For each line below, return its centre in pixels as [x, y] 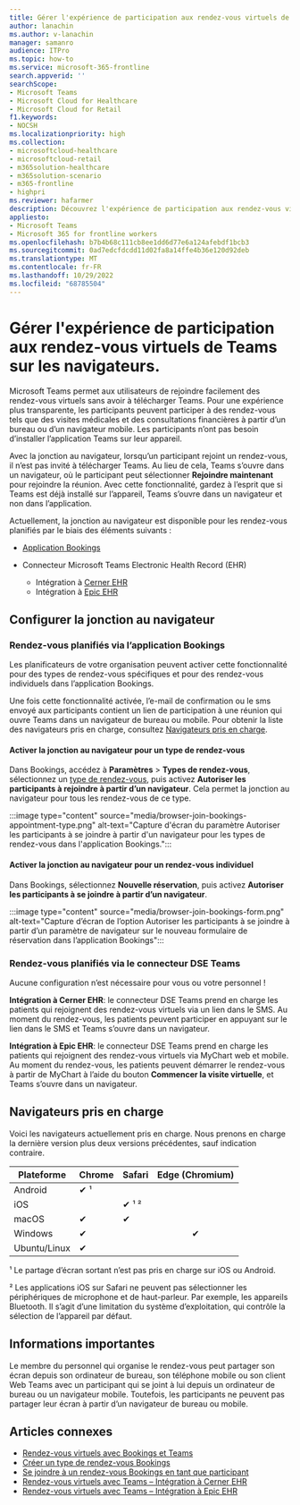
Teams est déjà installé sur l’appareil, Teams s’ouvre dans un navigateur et [146, 494]
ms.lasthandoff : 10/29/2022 [62, 276]
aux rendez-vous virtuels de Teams [143, 347]
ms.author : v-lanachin [51, 34]
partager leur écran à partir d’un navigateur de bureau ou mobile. [129, 1403]
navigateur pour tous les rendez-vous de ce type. [100, 798]
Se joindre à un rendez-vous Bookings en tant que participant [135, 1472]
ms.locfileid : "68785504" [57, 284]
